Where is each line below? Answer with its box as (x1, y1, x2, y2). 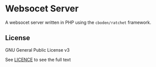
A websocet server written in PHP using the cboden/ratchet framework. (5, 19, 152, 25)
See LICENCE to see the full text (5, 57, 71, 63)
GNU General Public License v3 (5, 47, 70, 53)
